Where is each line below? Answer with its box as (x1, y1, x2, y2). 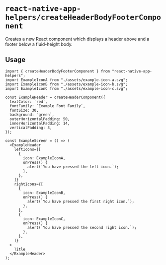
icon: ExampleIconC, (23, 216, 66, 221)
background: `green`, (9, 112, 55, 117)
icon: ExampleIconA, (23, 155, 66, 160)
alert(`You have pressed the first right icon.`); (27, 199, 135, 204)
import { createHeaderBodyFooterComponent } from (5, 68, 110, 73)
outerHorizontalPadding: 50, (9, 116, 70, 122)
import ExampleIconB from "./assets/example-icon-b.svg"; (5, 81, 128, 87)
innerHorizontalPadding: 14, (9, 121, 70, 126)
